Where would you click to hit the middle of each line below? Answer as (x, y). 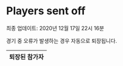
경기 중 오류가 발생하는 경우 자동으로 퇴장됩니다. (62, 40)
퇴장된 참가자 (26, 56)
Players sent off (46, 11)
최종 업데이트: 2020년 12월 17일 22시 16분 (55, 28)
